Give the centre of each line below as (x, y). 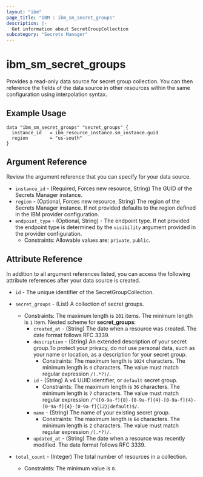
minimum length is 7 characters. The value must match (110, 393)
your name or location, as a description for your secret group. (110, 354)
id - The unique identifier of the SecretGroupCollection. (85, 292)
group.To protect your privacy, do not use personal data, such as (114, 348)
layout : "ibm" (24, 12)
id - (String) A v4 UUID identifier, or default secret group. (105, 380)
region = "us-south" (47, 138)
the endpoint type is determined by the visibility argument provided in (105, 227)
